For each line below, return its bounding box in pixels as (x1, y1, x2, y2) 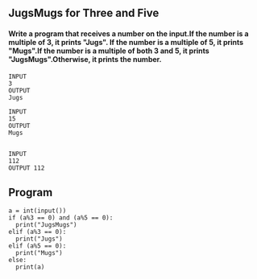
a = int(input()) (8, 207, 67, 215)
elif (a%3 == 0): (8, 228, 67, 236)
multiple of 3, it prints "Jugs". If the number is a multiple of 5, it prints (8, 37, 244, 47)
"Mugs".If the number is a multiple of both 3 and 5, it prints (8, 46, 209, 55)
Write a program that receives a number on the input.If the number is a (8, 28, 249, 39)
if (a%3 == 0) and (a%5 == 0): (8, 214, 114, 222)
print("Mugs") (15, 249, 63, 257)
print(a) (15, 263, 45, 272)
